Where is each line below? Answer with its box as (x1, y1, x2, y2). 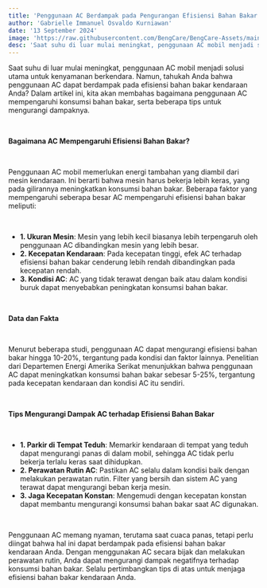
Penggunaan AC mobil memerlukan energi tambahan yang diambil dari (8, 167, 240, 177)
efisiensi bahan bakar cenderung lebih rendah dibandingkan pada (19, 257, 236, 267)
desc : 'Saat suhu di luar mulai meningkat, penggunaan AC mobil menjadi (8, 41, 254, 49)
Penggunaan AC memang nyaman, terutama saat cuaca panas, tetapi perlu (8, 531, 254, 540)
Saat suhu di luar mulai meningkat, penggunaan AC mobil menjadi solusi (8, 63, 245, 73)
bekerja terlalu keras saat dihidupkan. (19, 457, 143, 467)
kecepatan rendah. (19, 266, 82, 276)
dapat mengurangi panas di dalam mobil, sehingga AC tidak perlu (19, 449, 234, 458)
